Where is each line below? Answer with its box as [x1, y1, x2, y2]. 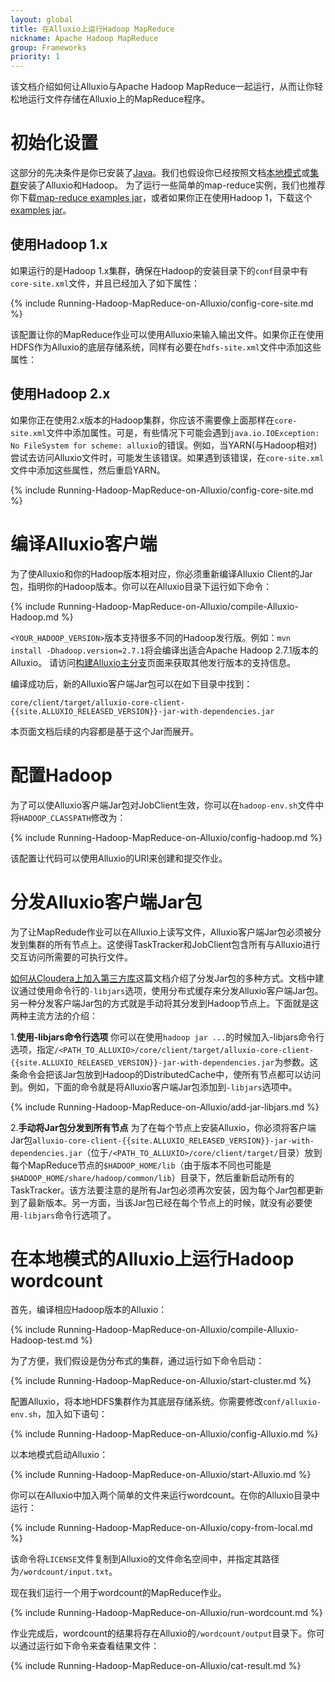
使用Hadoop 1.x [10, 236, 108, 253]
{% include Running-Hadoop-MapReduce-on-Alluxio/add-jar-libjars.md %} [10, 1101, 320, 1113]
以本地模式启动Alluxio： [10, 1449, 109, 1461]
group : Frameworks [10, 42, 87, 53]
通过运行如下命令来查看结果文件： [18, 1640, 160, 1652]
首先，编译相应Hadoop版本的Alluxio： [10, 1304, 168, 1316]
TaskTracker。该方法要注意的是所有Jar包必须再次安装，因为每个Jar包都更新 [10, 1184, 324, 1196]
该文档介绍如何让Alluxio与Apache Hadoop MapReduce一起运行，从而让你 [10, 81, 315, 93]
